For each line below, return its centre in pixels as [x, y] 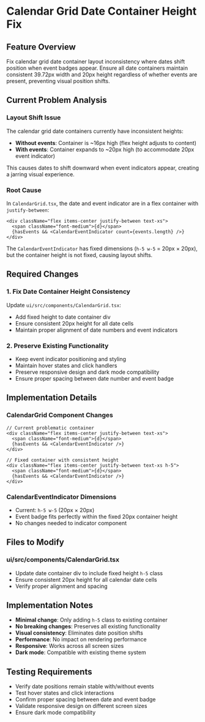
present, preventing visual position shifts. [58, 81]
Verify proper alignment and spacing [61, 586]
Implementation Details [52, 398]
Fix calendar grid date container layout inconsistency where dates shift [96, 61]
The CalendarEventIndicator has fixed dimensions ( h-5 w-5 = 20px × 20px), [102, 248]
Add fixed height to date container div [63, 317]
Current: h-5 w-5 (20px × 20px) [55, 510]
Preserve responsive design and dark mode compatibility [87, 372]
